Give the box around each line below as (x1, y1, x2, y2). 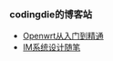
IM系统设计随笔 (22, 42, 81, 53)
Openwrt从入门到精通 (22, 30, 105, 42)
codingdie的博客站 (9, 7, 93, 20)
